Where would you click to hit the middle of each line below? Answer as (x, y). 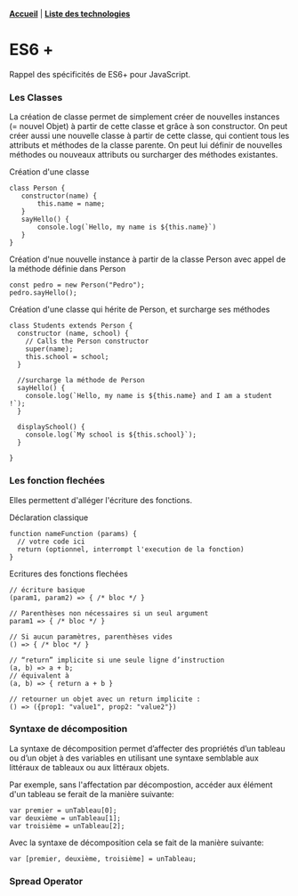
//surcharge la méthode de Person (81, 380)
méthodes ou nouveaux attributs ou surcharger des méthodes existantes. (144, 155)
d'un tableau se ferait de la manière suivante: (92, 794)
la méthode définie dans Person (68, 269)
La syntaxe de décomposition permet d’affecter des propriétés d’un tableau (148, 748)
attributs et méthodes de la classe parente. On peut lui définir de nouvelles (146, 145)
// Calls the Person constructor (87, 342)
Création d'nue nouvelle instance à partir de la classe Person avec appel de (148, 259)
